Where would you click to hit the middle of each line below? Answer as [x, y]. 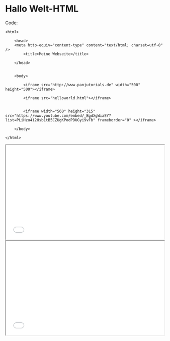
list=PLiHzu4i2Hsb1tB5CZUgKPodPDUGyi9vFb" [50, 120]
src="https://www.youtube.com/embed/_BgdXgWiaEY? [58, 116]
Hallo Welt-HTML [42, 9]
